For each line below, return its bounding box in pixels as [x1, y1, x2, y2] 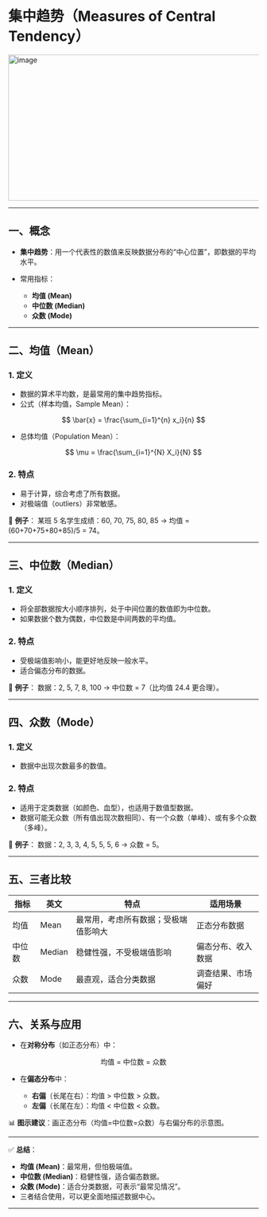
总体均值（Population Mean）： [19, 431, 121, 441]
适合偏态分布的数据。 [19, 665, 90, 675]
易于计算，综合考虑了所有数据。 [19, 488, 125, 498]
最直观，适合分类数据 [75, 974, 157, 985]
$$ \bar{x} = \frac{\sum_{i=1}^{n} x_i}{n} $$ [61, 416, 206, 425]
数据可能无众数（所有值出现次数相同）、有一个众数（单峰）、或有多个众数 [19, 813, 257, 822]
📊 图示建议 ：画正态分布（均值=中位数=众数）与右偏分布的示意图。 [8, 1118, 229, 1128]
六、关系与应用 [8, 1018, 82, 1031]
